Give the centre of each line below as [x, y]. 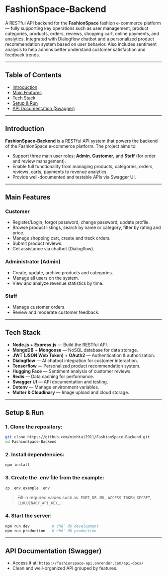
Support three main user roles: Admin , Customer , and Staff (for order [84, 156]
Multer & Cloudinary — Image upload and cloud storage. [71, 392]
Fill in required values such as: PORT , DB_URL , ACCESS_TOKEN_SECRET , [84, 498]
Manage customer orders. [39, 307]
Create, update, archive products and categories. [63, 272]
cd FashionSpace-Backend [31, 442]
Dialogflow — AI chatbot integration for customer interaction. [75, 361]
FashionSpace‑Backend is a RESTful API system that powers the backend [82, 141]
